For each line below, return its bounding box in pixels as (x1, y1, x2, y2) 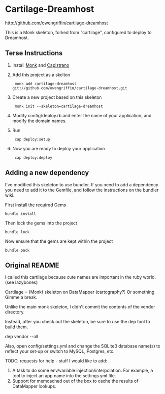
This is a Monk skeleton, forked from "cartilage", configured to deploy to (5, 29, 152, 35)
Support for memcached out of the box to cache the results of (12, 378, 139, 384)
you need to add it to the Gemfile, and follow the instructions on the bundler (5, 187, 159, 193)
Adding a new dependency (5, 169, 89, 177)
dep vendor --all (5, 334, 38, 340)
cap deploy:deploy (14, 155, 53, 160)
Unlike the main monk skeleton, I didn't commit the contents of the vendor (5, 304, 155, 310)
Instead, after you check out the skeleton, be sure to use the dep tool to (5, 319, 150, 325)
